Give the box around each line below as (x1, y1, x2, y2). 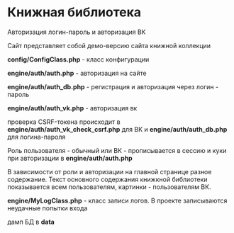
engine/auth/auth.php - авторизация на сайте (7, 69, 147, 77)
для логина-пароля (7, 132, 66, 141)
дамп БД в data (7, 217, 55, 226)
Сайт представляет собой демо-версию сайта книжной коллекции (7, 41, 211, 50)
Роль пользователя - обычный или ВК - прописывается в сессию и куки (7, 146, 227, 154)
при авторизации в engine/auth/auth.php (7, 154, 133, 162)
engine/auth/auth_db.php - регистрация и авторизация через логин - (7, 82, 218, 91)
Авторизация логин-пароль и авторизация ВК (7, 28, 147, 36)
